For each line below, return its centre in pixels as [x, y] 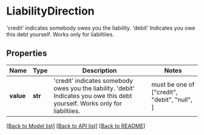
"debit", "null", [172, 99]
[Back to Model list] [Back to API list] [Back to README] [76, 126]
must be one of [173, 84]
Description [100, 70]
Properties [27, 54]
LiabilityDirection [51, 11]
